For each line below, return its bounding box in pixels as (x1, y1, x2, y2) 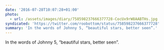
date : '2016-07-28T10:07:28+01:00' (5, 7, 79, 12)
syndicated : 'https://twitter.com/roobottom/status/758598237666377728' (5, 21, 160, 26)
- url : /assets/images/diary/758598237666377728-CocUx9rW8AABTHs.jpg (9, 16, 157, 21)
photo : (5, 12, 19, 17)
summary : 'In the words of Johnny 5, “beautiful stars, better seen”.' (5, 26, 157, 31)
